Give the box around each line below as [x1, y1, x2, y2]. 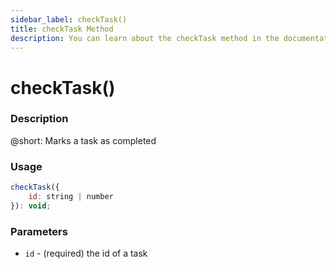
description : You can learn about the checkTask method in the [10, 33, 280, 43]
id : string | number [28, 192, 114, 202]
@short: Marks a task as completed [10, 134, 157, 146]
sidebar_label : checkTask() [10, 14, 128, 25]
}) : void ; [10, 201, 52, 211]
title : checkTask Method [10, 24, 114, 34]
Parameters [10, 224, 68, 238]
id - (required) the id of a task [24, 247, 148, 260]
